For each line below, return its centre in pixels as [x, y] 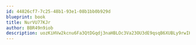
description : [22, 33]
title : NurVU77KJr [28, 22]
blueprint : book [26, 17]
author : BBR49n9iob [30, 28]
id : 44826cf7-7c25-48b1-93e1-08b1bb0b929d [58, 11]
